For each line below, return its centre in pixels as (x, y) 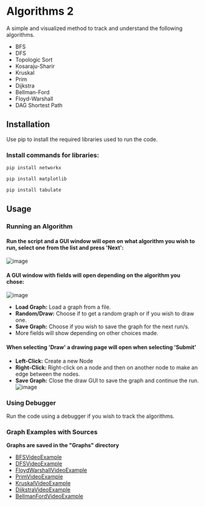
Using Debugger (31, 402)
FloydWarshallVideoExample (51, 470)
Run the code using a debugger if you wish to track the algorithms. (91, 416)
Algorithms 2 (40, 11)
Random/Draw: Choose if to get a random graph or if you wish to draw (105, 314)
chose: (15, 281)
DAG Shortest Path (39, 105)
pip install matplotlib (37, 179)
